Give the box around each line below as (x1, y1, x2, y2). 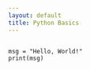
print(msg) (8, 54, 44, 62)
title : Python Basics (8, 19, 80, 27)
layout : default (8, 11, 62, 20)
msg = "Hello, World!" (8, 47, 83, 55)
